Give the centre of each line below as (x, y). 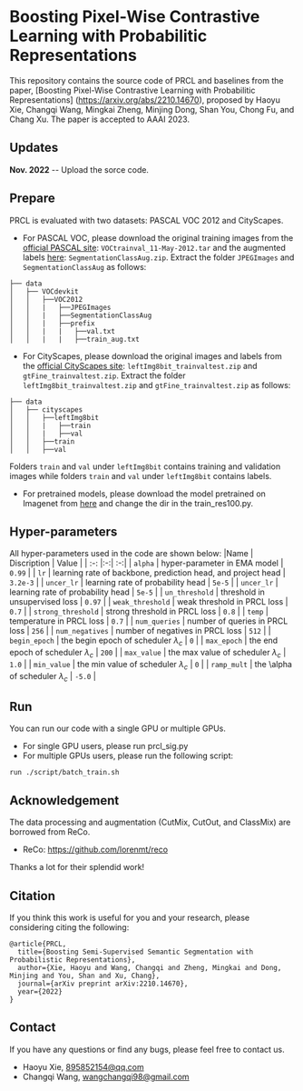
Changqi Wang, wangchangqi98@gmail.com (106, 1076)
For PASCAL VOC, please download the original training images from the (158, 237)
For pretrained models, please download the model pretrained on (144, 494)
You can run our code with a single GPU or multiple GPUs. (118, 728)
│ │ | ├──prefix (52, 323)
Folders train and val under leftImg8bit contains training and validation (145, 466)
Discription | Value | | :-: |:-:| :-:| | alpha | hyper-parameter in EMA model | (147, 563)
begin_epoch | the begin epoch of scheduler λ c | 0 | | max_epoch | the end (144, 641)
